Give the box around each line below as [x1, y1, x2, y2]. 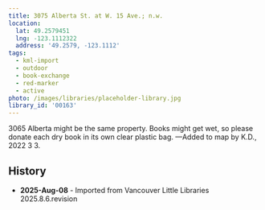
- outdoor [15, 64, 48, 72]
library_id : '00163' [8, 101, 78, 109]
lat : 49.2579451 [15, 27, 70, 35]
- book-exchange [15, 72, 70, 80]
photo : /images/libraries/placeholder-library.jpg [8, 94, 181, 102]
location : [8, 19, 42, 27]
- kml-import [15, 57, 59, 65]
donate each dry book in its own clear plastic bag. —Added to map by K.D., [8, 132, 257, 142]
